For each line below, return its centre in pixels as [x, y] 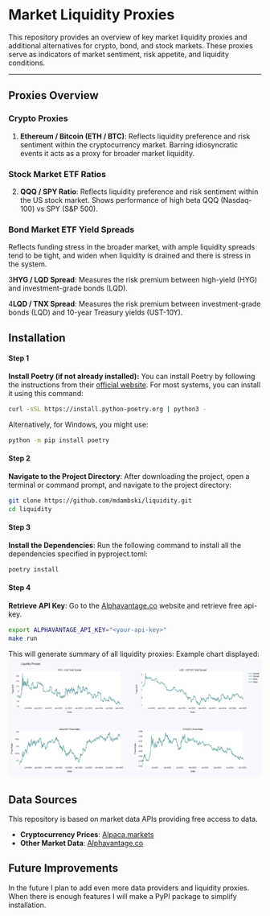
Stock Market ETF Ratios [57, 174]
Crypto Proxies [38, 118]
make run [23, 638]
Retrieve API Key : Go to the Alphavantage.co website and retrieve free [125, 605]
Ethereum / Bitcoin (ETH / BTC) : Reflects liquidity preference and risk [135, 136]
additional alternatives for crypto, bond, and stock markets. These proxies [131, 45]
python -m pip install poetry [59, 440]
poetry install [34, 569]
